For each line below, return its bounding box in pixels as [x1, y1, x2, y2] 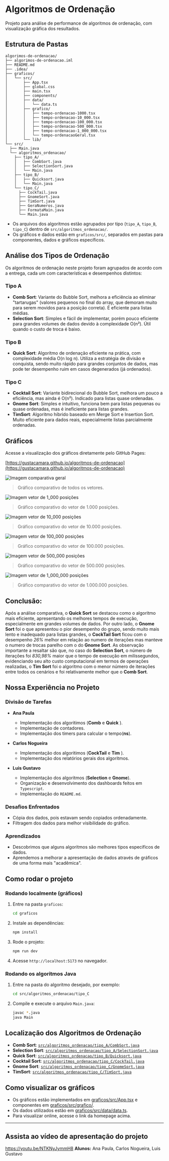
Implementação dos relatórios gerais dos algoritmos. [20, 755, 129, 761]
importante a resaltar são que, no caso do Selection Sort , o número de [5, 647, 152, 653]
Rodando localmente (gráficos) [5, 889, 83, 896]
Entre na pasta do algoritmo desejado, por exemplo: [12, 981, 120, 987]
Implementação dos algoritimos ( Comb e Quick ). [20, 719, 123, 725]
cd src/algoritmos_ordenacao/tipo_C [12, 991, 90, 997]
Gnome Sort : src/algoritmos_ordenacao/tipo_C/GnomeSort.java [12, 1063, 145, 1069]
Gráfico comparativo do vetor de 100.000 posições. [17, 543, 125, 549]
